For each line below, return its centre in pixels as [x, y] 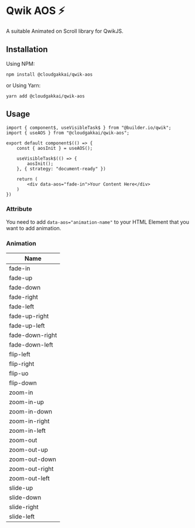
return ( [27, 179]
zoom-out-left [29, 479]
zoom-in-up [27, 402]
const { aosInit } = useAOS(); [55, 148]
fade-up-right [29, 316]
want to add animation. [34, 228]
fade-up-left [27, 326]
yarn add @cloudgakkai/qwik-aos [45, 96]
